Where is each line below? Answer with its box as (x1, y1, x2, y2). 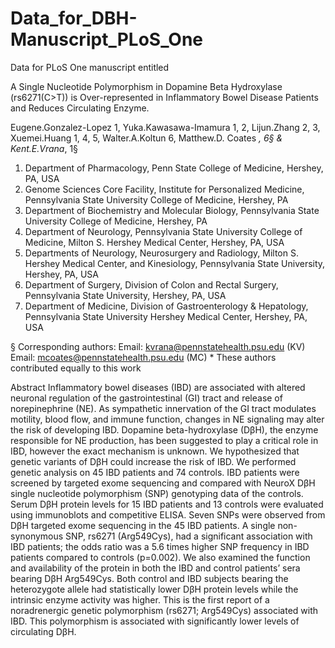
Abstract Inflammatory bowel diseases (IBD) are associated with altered (10, 381, 306, 393)
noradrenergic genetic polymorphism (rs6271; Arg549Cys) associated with (10, 604, 319, 616)
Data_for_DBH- (10, 7, 138, 30)
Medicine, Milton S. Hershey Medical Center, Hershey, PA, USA (24, 236, 285, 248)
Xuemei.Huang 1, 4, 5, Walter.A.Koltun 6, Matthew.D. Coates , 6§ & (10, 132, 283, 144)
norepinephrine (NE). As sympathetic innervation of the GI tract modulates (10, 402, 317, 414)
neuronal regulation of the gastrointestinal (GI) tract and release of (10, 392, 283, 404)
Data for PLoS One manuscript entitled (10, 61, 170, 73)
